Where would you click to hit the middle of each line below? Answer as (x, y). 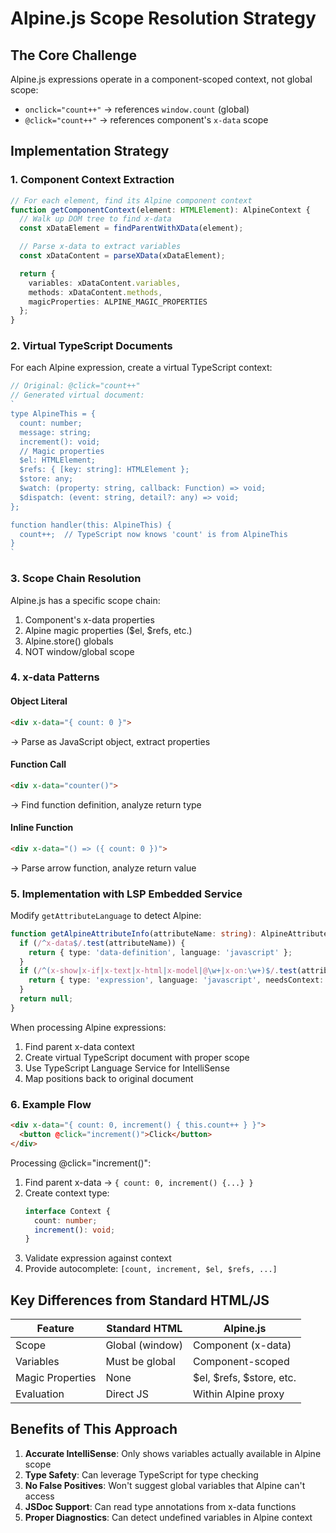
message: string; (55, 432)
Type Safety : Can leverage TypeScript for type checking (141, 1474)
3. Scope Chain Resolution (76, 579)
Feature (55, 1329)
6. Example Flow (51, 1104)
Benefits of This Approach (94, 1429)
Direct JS (127, 1394)
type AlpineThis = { (53, 414)
